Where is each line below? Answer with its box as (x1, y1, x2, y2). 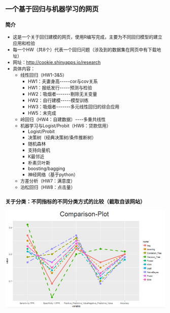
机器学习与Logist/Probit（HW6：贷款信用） (20, 122, 111, 128)
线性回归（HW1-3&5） (20, 72, 67, 78)
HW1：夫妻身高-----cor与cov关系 (27, 78, 98, 84)
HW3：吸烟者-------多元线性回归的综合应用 (27, 103, 120, 110)
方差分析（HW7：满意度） (20, 178, 75, 184)
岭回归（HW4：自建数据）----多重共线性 (20, 116, 106, 122)
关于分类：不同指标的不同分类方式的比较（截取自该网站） (5, 198, 146, 205)
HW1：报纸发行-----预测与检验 (27, 84, 92, 90)
